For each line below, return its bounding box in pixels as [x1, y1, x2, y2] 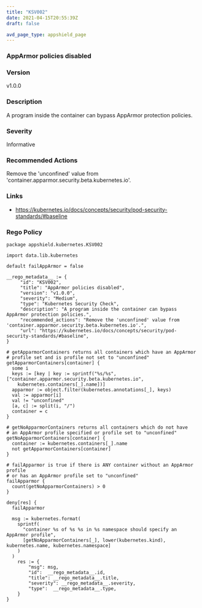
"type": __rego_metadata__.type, [28, 585, 117, 591]
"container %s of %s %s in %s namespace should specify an [22, 526, 177, 532]
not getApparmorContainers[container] [12, 446, 112, 452]
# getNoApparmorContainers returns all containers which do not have [6, 424, 188, 431]
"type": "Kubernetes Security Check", [20, 300, 120, 307]
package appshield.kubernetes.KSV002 [6, 241, 103, 247]
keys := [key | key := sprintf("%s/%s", [12, 370, 117, 376]
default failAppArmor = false [6, 263, 84, 269]
